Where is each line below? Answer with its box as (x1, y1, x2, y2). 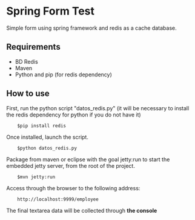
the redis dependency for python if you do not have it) (6, 111, 141, 118)
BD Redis (15, 58, 38, 65)
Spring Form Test (6, 4, 95, 18)
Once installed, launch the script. (6, 133, 89, 141)
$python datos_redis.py (17, 145, 78, 151)
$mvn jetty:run (17, 174, 56, 180)
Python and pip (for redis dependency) (15, 71, 112, 78)
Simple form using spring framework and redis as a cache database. (6, 24, 177, 32)
